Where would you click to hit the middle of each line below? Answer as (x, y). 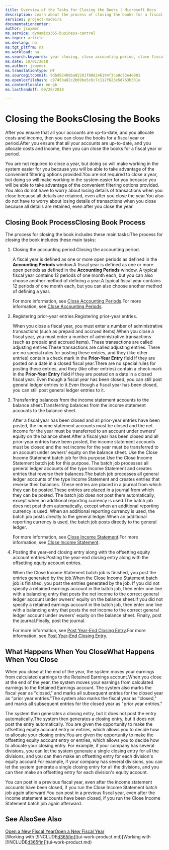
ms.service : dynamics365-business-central (50, 33)
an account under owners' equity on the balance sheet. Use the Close (85, 452)
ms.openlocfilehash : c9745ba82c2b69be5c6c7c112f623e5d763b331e (73, 80)
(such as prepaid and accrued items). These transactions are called (82, 342)
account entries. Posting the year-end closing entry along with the (80, 558)
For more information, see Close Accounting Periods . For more (77, 301)
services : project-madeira (33, 19)
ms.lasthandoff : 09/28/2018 (35, 89)
